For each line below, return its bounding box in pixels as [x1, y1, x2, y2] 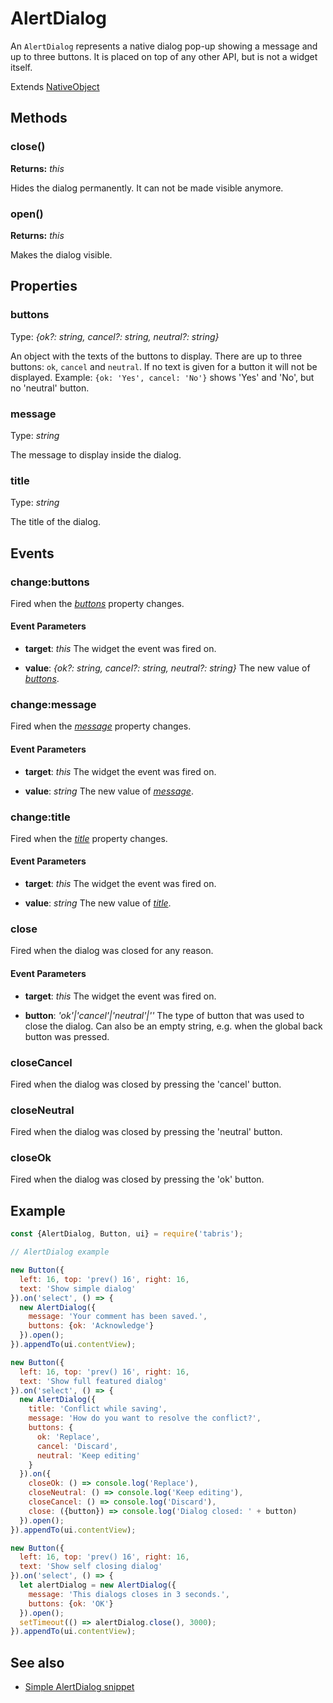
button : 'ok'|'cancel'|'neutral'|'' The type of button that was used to [24, 1009, 305, 1021]
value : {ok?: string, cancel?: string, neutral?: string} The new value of [24, 662, 311, 674]
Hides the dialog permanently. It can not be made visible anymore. [10, 182, 284, 194]
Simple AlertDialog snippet [24, 1681, 135, 1693]
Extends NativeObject [10, 80, 100, 92]
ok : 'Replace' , [36, 1432, 101, 1442]
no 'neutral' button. [10, 382, 90, 394]
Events [10, 545, 55, 562]
